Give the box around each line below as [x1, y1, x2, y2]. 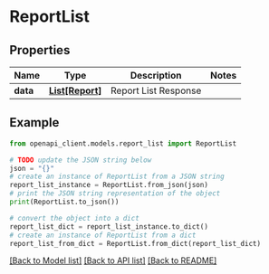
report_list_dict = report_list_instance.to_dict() [9, 222, 208, 231]
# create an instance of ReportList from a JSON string [9, 172, 225, 182]
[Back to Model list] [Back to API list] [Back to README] [9, 255, 217, 266]
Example [9, 115, 60, 130]
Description [130, 70, 182, 81]
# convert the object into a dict [9, 213, 140, 222]
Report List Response [110, 84, 202, 97]
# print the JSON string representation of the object [9, 189, 221, 198]
